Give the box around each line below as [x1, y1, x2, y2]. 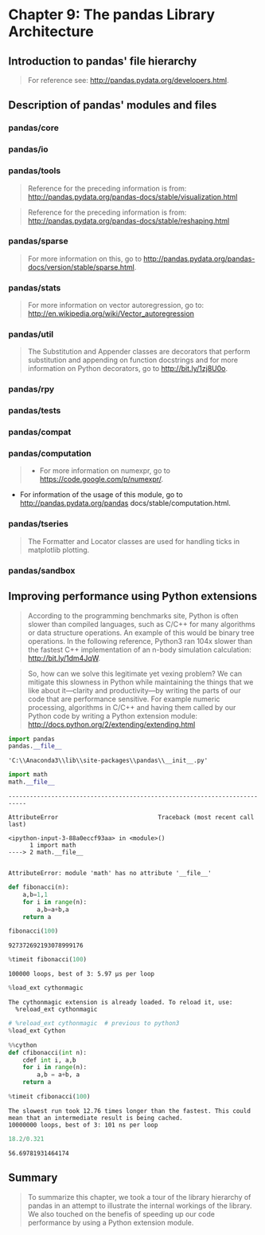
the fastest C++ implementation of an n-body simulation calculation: [27, 645, 252, 654]
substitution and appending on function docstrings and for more [27, 355, 239, 365]
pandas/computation [8, 448, 92, 460]
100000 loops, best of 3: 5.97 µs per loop [8, 970, 155, 978]
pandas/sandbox [8, 565, 76, 576]
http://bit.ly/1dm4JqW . [27, 653, 101, 663]
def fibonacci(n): [8, 883, 69, 891]
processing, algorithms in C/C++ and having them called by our [27, 702, 236, 712]
